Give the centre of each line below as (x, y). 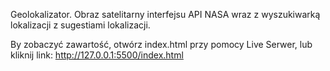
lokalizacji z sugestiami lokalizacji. (80, 25)
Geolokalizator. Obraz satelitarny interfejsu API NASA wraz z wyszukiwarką (165, 14)
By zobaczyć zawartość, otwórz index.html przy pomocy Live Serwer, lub (161, 44)
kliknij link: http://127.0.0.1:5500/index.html (97, 55)
